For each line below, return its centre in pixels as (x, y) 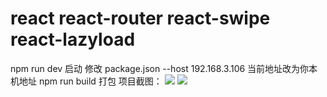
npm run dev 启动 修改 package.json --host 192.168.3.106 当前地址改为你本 (164, 68)
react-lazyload (73, 39)
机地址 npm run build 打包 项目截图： (86, 81)
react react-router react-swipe (140, 18)
